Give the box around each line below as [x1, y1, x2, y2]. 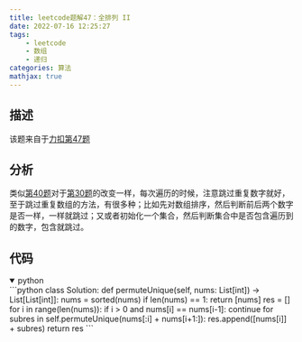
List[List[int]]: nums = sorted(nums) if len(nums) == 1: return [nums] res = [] [9, 294, 291, 305]
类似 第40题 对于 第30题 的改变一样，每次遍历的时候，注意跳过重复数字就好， [9, 188, 290, 199]
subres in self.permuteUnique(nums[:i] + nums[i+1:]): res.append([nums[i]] [9, 313, 287, 325]
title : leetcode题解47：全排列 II [9, 13, 131, 23]
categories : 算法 [9, 64, 72, 73]
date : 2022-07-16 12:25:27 [9, 22, 111, 31]
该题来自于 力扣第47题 [9, 133, 90, 144]
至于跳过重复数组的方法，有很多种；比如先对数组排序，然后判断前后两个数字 [9, 199, 294, 210]
